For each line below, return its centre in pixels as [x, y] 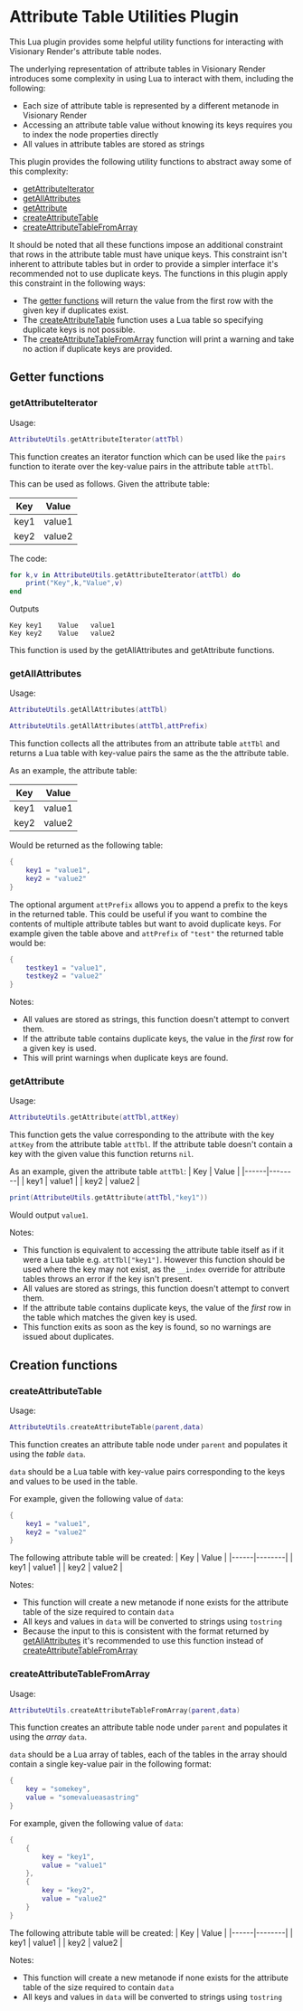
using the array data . [48, 1737]
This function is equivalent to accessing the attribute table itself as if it [153, 1250]
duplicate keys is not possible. [79, 329]
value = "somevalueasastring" [83, 1798]
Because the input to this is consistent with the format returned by [146, 1631]
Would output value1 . [49, 1215]
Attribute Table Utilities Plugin [124, 17]
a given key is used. [59, 1048]
